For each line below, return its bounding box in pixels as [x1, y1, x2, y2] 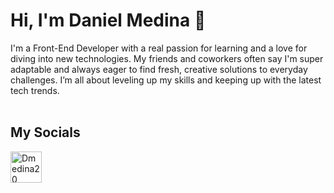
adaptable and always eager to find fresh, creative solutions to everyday [10, 63, 308, 75]
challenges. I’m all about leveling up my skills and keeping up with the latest [10, 74, 322, 86]
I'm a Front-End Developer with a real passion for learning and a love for [10, 42, 308, 54]
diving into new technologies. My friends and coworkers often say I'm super [10, 52, 324, 64]
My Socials [10, 124, 81, 141]
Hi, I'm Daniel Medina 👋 [10, 9, 207, 32]
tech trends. [10, 84, 60, 96]
